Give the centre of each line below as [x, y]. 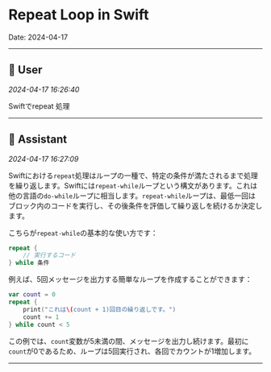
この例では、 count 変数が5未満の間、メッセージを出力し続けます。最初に [129, 341]
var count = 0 [32, 295]
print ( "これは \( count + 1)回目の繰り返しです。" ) [100, 309]
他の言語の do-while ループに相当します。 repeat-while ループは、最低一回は [132, 196]
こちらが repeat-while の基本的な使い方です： [83, 233]
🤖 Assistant [38, 140]
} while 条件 [29, 263]
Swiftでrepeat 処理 [39, 105]
